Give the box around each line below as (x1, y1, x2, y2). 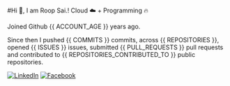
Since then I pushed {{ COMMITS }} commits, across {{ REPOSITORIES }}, (7, 36, 220, 44)
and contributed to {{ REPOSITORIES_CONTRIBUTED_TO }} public (7, 51, 196, 58)
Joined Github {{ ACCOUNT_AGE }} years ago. (7, 22, 141, 31)
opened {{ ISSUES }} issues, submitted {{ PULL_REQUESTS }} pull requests (7, 43, 224, 51)
